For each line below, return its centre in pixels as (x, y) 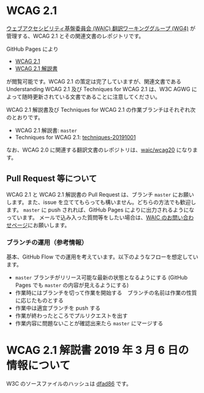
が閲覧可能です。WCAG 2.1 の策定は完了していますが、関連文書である (94, 81)
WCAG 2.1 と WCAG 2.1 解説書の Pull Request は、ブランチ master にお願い (100, 194)
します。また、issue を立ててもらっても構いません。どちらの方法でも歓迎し (101, 202)
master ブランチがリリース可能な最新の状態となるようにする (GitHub (101, 277)
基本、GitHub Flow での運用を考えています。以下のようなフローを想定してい (102, 257)
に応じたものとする (39, 301)
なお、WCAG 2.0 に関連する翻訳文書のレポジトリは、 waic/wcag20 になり (100, 150)
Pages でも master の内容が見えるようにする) (72, 285)
